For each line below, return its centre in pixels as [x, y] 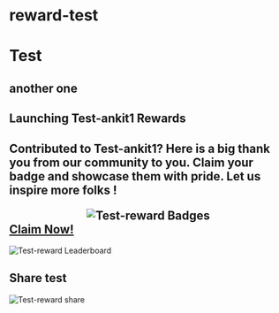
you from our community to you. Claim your [132, 162]
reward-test [54, 15]
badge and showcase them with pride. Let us [135, 176]
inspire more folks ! [63, 190]
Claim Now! [41, 229]
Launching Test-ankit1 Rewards [98, 119]
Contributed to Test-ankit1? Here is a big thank [140, 148]
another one [43, 88]
